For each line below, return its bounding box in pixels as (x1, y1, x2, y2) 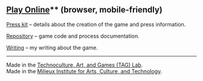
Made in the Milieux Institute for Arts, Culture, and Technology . (6, 67, 163, 74)
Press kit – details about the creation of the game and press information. (6, 20, 186, 28)
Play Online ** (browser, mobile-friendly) (6, 5, 163, 15)
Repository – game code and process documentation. (6, 32, 140, 40)
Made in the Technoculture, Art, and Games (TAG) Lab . (6, 61, 143, 68)
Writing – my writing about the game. (6, 44, 98, 51)
